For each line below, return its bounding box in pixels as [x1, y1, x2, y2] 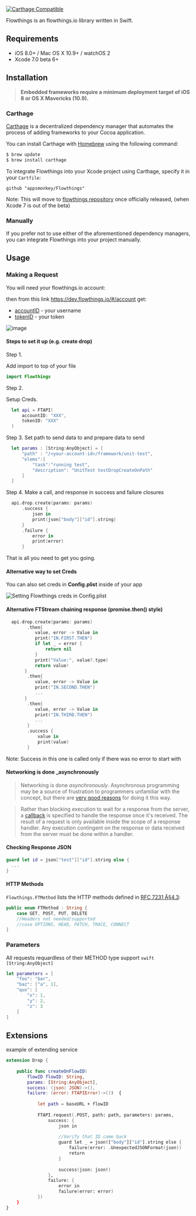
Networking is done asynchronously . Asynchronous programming [20, 781, 180, 788]
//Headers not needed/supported [16, 916, 95, 922]
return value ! [35, 663, 69, 669]
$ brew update [6, 152, 41, 157]
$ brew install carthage [6, 157, 67, 163]
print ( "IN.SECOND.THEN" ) [35, 684, 95, 690]
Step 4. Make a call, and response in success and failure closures [6, 489, 164, 496]
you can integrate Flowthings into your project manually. [6, 236, 142, 243]
